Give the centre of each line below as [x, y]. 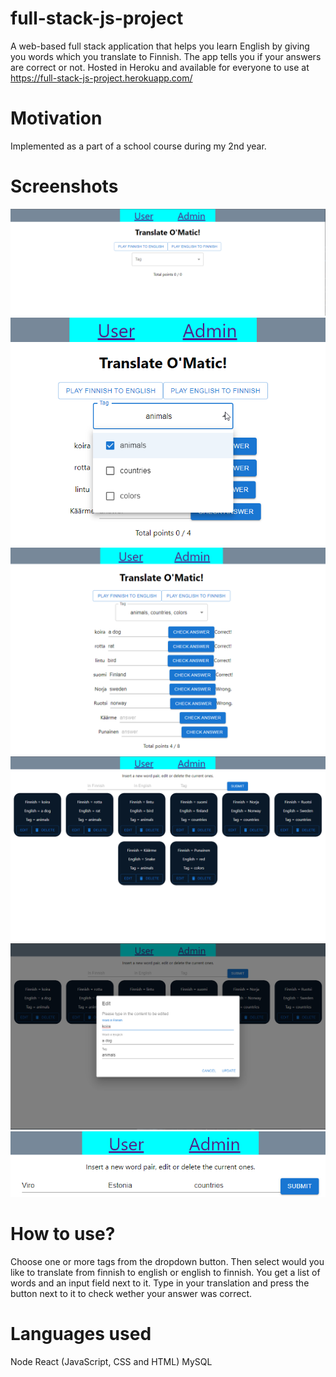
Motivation [56, 118]
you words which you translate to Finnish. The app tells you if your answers [166, 56]
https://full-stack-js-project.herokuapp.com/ [101, 78]
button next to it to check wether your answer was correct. [131, 1293]
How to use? [63, 1234]
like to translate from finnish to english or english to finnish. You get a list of [165, 1272]
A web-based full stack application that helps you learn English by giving [160, 46]
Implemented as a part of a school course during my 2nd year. [138, 146]
